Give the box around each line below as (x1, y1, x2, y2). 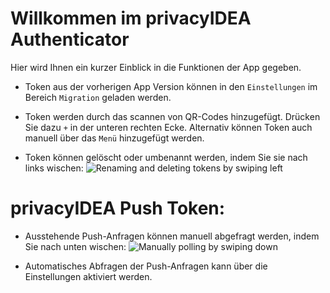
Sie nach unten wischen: (24, 240, 127, 252)
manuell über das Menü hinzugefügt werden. (24, 132, 205, 144)
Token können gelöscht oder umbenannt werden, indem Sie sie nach (24, 151, 308, 163)
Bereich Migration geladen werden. (24, 91, 172, 103)
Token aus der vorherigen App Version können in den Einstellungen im (24, 80, 318, 92)
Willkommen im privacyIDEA (10, 7, 252, 30)
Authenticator (10, 28, 130, 51)
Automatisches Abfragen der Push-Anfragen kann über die (24, 260, 268, 272)
